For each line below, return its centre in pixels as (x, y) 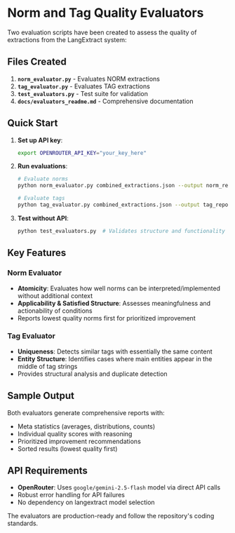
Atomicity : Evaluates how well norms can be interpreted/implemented (119, 288)
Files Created (37, 62)
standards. (23, 523)
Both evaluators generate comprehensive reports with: (86, 412)
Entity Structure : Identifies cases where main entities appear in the (115, 358)
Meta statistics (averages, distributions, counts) (86, 426)
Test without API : (43, 218)
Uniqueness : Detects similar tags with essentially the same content (115, 351)
